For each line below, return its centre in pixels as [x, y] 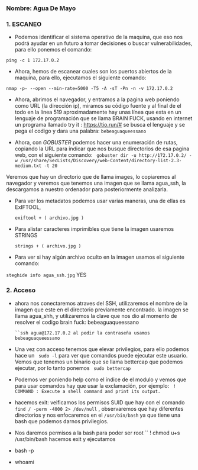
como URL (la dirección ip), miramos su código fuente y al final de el [98, 106]
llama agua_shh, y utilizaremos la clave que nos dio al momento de [96, 316]
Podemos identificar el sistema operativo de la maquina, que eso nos [99, 37]
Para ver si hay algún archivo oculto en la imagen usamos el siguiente [100, 257]
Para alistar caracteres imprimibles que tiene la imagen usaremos [94, 229]
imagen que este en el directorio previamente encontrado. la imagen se [102, 310]
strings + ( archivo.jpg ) [48, 246]
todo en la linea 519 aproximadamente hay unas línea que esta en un [98, 112]
